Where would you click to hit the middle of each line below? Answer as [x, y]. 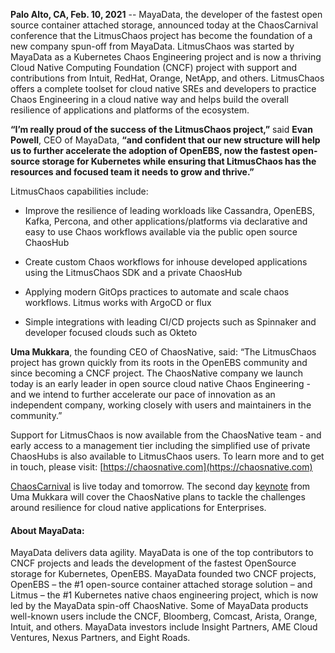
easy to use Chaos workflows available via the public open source [161, 232]
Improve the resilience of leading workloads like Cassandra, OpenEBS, [169, 210]
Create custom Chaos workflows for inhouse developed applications [166, 262]
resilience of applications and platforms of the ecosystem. [130, 110]
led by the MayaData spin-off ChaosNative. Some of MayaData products [159, 606]
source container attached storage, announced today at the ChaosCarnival [164, 25]
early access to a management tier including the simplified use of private [160, 445]
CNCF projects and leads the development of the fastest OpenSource [153, 563]
